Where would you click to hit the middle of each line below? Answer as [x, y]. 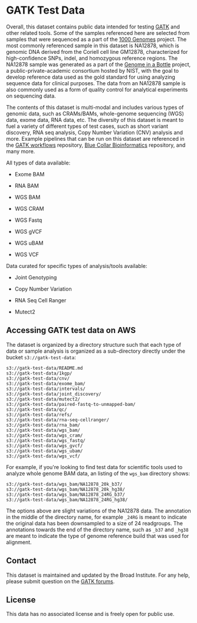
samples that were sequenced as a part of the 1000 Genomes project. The [96, 39]
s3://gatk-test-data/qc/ [37, 409]
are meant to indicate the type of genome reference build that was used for [98, 535]
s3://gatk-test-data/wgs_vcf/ [43, 456]
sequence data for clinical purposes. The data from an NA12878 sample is [96, 83]
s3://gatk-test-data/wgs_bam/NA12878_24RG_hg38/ [67, 500]
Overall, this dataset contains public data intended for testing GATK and [93, 27]
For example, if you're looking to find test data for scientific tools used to [94, 467]
